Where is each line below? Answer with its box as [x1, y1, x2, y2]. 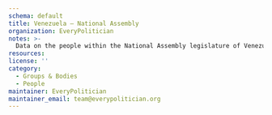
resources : [8, 49, 45, 57]
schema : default [8, 11, 63, 20]
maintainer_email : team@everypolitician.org [8, 95, 161, 103]
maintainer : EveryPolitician [8, 87, 107, 96]
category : [8, 65, 42, 73]
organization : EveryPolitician [8, 27, 114, 35]
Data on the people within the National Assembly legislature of [15, 42, 241, 50]
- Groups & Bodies [15, 72, 79, 80]
